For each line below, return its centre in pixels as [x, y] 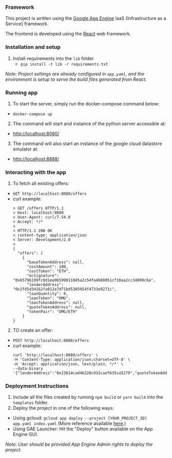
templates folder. [31, 402]
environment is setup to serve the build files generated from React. [76, 79]
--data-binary [28, 369]
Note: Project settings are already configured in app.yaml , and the [75, 74]
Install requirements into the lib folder [53, 58]
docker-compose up [32, 114]
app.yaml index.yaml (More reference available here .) [69, 424]
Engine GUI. [25, 434]
